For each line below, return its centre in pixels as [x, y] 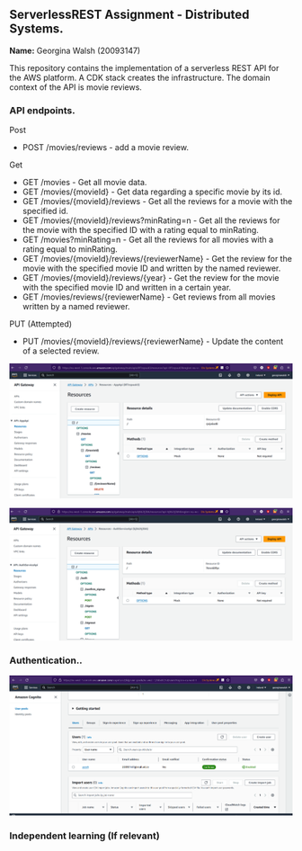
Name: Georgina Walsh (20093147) [75, 50]
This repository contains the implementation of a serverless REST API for [144, 67]
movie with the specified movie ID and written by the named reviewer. [151, 268]
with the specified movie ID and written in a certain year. [127, 288]
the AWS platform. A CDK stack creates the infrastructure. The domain [140, 77]
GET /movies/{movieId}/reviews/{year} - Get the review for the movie [151, 278]
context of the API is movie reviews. [75, 87]
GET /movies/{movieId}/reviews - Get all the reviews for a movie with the [157, 202]
